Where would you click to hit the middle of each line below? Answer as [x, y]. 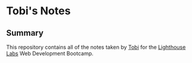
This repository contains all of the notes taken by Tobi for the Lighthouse [96, 47]
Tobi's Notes [38, 11]
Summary [25, 33]
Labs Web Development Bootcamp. [50, 53]
